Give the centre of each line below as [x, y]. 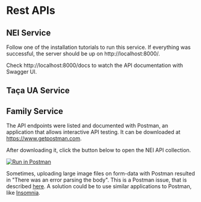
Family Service [35, 111]
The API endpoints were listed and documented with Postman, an [87, 126]
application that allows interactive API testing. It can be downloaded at [93, 132]
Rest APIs [31, 11]
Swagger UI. [22, 72]
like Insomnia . [23, 193]
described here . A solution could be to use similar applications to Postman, [99, 186]
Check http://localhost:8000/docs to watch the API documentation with [95, 65]
